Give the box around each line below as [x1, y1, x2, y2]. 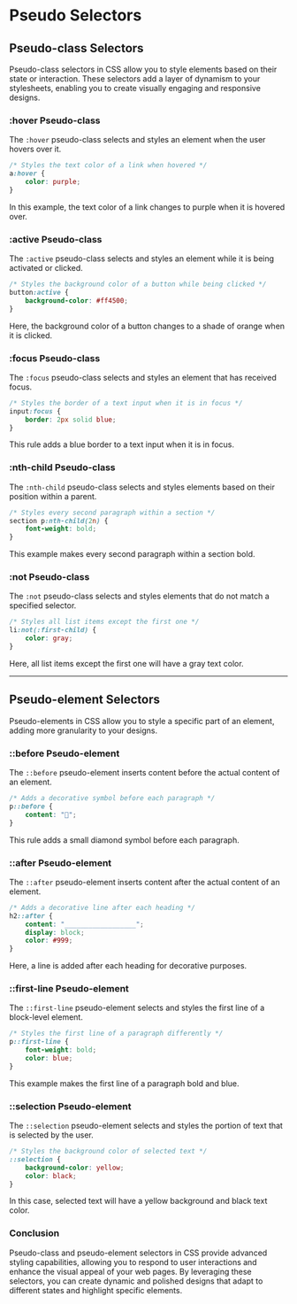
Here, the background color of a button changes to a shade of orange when [9, 320, 286, 331]
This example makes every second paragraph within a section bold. [9, 549, 255, 559]
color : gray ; [25, 634, 73, 643]
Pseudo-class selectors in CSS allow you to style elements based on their [9, 64, 278, 74]
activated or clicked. [9, 263, 84, 274]
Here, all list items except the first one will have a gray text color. [9, 658, 245, 668]
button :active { [9, 288, 69, 297]
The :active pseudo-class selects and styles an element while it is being [9, 253, 275, 264]
